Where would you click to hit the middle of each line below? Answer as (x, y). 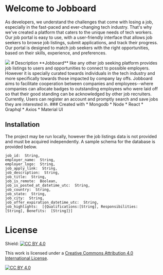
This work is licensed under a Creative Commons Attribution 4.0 (69, 253)
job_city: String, (25, 198)
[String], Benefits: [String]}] (39, 211)
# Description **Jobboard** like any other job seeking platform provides (84, 63)
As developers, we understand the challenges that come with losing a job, (79, 22)
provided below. (21, 147)
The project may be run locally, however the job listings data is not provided (81, 136)
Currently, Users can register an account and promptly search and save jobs (81, 99)
